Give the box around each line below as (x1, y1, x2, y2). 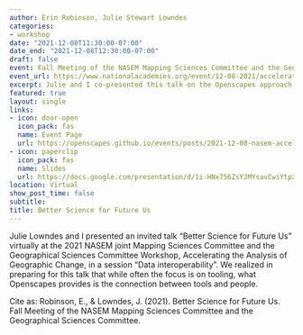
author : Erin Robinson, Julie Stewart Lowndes (9, 13, 188, 23)
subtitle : (9, 197, 47, 207)
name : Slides (17, 164, 67, 173)
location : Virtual (9, 181, 78, 190)
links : (9, 105, 34, 114)
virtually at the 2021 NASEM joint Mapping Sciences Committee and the (9, 240, 275, 250)
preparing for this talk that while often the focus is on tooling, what (9, 268, 257, 279)
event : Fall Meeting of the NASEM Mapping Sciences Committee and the (9, 64, 280, 73)
